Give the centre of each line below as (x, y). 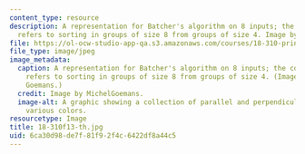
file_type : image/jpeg (52, 52)
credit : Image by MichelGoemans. (81, 93)
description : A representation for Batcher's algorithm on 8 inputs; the (152, 26)
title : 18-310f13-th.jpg (56, 128)
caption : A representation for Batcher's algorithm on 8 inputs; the (152, 69)
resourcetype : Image (49, 119)
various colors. (57, 111)
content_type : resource (54, 18)
